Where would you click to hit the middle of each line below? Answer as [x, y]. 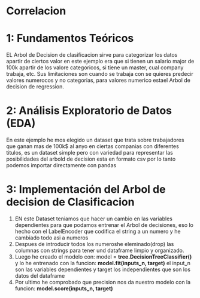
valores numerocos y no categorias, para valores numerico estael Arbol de [98, 80]
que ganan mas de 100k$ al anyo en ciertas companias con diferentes [93, 146]
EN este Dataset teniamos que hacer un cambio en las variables [93, 219]
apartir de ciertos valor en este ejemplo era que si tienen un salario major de [100, 62]
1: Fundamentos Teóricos [70, 39]
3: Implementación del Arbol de [86, 190]
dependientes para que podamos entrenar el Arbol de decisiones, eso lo [104, 225]
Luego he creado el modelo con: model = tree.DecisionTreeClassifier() [103, 257]
